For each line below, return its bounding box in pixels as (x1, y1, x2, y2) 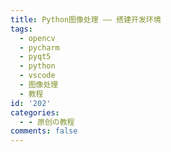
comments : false (10, 126, 78, 136)
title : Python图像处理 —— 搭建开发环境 (10, 14, 162, 25)
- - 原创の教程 (19, 117, 75, 127)
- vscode (19, 71, 56, 81)
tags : (10, 24, 33, 34)
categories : (10, 107, 60, 118)
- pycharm (19, 42, 60, 53)
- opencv (19, 33, 56, 43)
